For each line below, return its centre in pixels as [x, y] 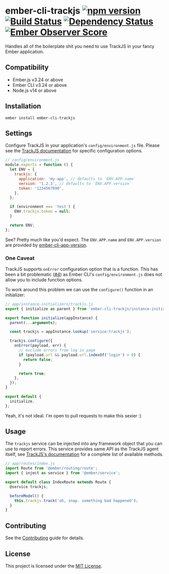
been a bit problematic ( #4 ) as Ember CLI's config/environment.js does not [84, 274]
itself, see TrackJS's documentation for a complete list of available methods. [84, 454]
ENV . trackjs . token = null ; [43, 212]
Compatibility [27, 67]
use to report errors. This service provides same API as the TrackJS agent [82, 449]
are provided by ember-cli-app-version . [46, 245]
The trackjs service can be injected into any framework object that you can [84, 444]
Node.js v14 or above [34, 90]
